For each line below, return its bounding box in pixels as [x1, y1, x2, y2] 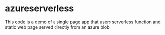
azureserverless [5, 3, 74, 14]
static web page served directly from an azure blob [5, 24, 110, 30]
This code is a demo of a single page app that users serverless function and [5, 19, 161, 25]
